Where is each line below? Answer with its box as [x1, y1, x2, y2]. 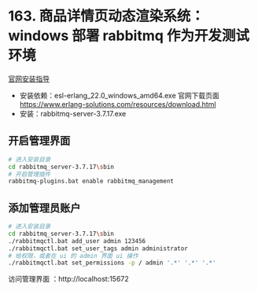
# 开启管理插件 [8, 170, 51, 178]
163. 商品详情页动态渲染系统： [8, 7, 205, 25]
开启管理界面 [8, 134, 71, 148]
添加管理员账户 [8, 201, 81, 215]
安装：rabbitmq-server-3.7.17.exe [19, 109, 127, 118]
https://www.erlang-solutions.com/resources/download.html [19, 99, 216, 109]
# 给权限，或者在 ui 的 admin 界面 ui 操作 [8, 252, 139, 260]
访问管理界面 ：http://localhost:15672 [8, 274, 130, 284]
